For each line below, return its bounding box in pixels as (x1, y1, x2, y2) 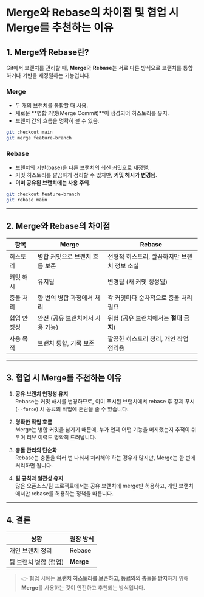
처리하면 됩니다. (15, 461, 53, 469)
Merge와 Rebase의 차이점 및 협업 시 (6, 5, 179, 19)
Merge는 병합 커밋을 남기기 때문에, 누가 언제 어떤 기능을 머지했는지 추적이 (15, 425, 190, 433)
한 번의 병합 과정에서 (37, 293, 93, 302)
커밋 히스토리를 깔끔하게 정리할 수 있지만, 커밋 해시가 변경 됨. (15, 172, 158, 179)
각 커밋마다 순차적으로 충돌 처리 (107, 293, 193, 302)
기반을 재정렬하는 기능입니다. (22, 72, 91, 79)
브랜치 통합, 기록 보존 (37, 339, 95, 347)
